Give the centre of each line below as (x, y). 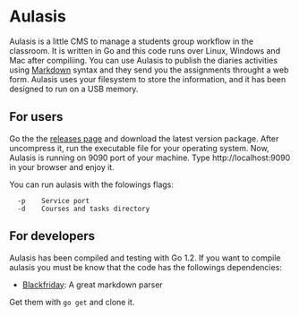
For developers (52, 236)
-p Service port (54, 201)
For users (36, 117)
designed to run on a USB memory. (74, 89)
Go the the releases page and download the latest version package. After (144, 138)
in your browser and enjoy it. (62, 167)
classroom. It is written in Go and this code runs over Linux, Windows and (145, 50)
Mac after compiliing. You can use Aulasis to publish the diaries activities (144, 60)
